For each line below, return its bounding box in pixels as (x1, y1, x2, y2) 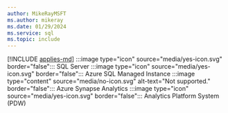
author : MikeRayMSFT (7, 10, 67, 17)
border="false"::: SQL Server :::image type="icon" (7, 62, 150, 71)
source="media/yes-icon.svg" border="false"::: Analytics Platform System (7, 92, 220, 101)
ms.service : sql (7, 29, 54, 37)
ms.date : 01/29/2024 (7, 23, 67, 30)
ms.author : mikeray (7, 17, 64, 24)
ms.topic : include (7, 36, 60, 43)
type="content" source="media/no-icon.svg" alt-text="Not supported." (7, 77, 211, 85)
